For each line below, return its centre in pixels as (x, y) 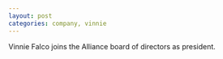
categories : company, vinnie (58, 23)
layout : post (30, 16)
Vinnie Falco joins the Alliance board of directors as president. (112, 46)
